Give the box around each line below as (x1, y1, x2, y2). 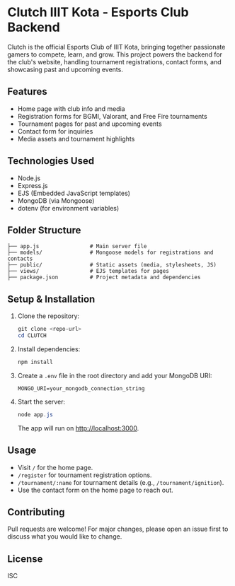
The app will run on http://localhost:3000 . (17, 423, 139, 432)
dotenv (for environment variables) (17, 204, 120, 212)
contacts (7, 255, 33, 262)
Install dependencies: (17, 344, 81, 353)
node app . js (17, 411, 53, 418)
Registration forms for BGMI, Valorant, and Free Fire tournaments (17, 112, 207, 120)
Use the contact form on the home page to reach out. (17, 486, 173, 494)
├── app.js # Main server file (7, 243, 147, 250)
